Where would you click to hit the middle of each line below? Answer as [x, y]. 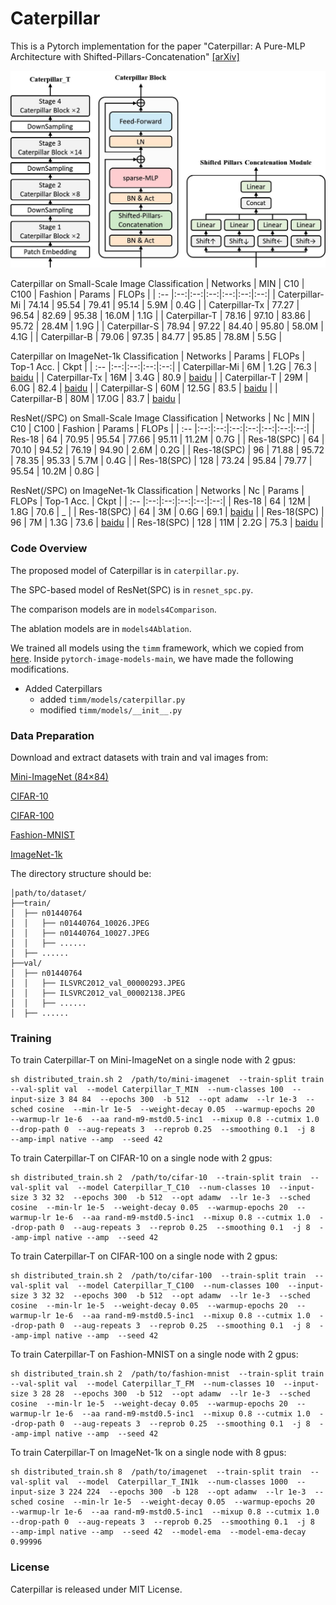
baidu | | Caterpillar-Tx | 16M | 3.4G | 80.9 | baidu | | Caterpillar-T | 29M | [159, 378]
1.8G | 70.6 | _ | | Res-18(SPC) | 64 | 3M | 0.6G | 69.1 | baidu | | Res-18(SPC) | [167, 512]
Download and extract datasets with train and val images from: [139, 758]
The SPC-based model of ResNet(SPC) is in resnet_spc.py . [132, 589]
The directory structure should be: [81, 874]
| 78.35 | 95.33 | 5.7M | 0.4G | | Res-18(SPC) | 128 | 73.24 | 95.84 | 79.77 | [161, 461]
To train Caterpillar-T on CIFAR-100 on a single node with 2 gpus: [144, 1256]
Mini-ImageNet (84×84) [59, 777]
